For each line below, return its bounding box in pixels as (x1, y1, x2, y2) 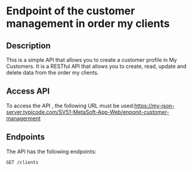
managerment (6, 114, 41, 122)
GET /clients (6, 159, 39, 165)
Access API (6, 86, 50, 97)
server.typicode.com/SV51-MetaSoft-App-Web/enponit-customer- (6, 108, 169, 116)
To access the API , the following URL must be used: (6, 102, 135, 109)
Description (6, 41, 51, 51)
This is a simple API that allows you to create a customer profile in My (6, 57, 177, 63)
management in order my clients (6, 17, 170, 30)
